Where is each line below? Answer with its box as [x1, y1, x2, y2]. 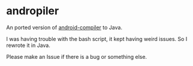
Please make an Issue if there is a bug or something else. [6, 53, 147, 60]
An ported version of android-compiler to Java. [6, 24, 123, 31]
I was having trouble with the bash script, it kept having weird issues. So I [6, 35, 188, 42]
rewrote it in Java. [6, 42, 51, 49]
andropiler [6, 4, 59, 18]
